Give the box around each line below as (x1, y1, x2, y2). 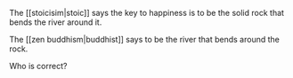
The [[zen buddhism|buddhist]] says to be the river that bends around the (9, 35, 281, 44)
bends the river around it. (9, 17, 102, 27)
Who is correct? (9, 61, 68, 71)
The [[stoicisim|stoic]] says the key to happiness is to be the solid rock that (9, 8, 285, 18)
